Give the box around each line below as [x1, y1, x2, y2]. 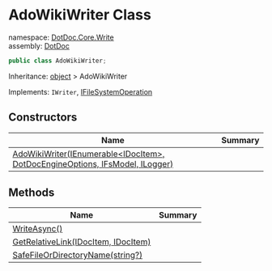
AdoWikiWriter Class [8, 6, 151, 24]
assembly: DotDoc [8, 40, 70, 50]
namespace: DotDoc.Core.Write [8, 32, 115, 42]
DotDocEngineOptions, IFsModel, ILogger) [12, 158, 174, 169]
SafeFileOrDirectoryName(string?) [12, 249, 143, 260]
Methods [8, 186, 55, 200]
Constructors [8, 111, 78, 125]
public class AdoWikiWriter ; [8, 57, 107, 65]
